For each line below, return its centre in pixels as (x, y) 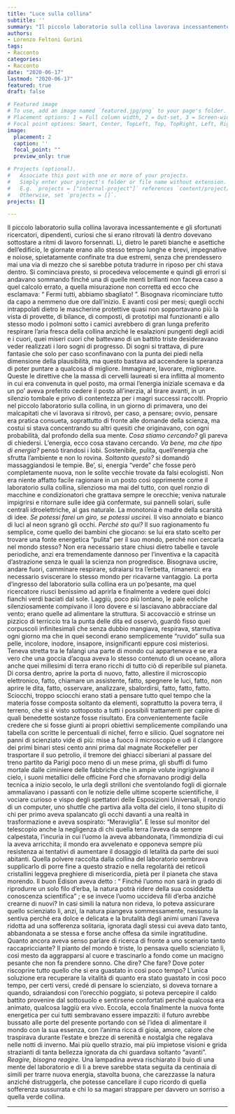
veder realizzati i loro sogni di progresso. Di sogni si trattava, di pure (106, 346)
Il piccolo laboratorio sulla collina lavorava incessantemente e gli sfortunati (114, 227)
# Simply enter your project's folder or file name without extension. (117, 182)
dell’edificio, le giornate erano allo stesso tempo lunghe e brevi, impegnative (117, 250)
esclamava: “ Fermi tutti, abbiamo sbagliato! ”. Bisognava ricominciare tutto (115, 294)
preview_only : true (42, 157)
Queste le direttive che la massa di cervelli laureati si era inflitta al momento (116, 376)
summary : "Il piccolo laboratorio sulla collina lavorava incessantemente (119, 27)
